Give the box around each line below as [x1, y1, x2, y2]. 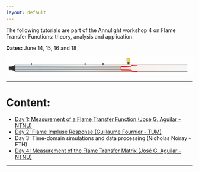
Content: [6, 96, 51, 110]
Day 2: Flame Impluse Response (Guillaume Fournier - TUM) [14, 128, 162, 136]
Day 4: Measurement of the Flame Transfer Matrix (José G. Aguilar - [14, 147, 182, 154]
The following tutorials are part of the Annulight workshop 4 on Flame [6, 27, 176, 34]
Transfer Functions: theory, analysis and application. [6, 33, 134, 40]
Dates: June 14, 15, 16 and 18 [6, 44, 77, 52]
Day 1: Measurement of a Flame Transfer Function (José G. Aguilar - [14, 116, 181, 123]
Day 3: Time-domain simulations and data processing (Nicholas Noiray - [14, 135, 191, 142]
